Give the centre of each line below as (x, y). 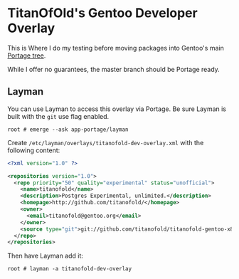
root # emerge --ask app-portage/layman (68, 130)
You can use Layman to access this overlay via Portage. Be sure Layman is (117, 109)
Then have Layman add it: (46, 256)
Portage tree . (27, 56)
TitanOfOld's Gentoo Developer (102, 13)
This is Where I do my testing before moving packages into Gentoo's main (116, 48)
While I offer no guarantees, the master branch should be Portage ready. (114, 69)
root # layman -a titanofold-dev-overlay (70, 269)
